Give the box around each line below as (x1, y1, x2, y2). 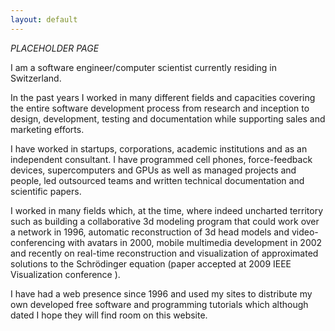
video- (291, 226, 319, 238)
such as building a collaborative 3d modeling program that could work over (10, 215, 320, 227)
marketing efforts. (10, 123, 85, 135)
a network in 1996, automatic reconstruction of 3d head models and (10, 226, 290, 238)
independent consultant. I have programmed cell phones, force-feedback (10, 153, 313, 165)
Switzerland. (10, 72, 62, 84)
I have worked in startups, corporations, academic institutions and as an (10, 142, 308, 155)
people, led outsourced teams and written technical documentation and (10, 174, 305, 186)
